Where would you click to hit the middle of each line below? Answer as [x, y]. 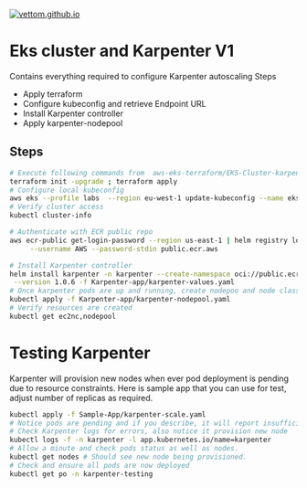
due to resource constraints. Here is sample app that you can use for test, [148, 387]
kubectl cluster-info [51, 216]
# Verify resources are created [71, 308]
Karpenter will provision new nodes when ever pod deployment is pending [149, 378]
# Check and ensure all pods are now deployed [100, 465]
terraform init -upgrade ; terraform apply [94, 181]
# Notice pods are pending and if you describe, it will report [134, 423]
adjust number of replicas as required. [81, 398]
